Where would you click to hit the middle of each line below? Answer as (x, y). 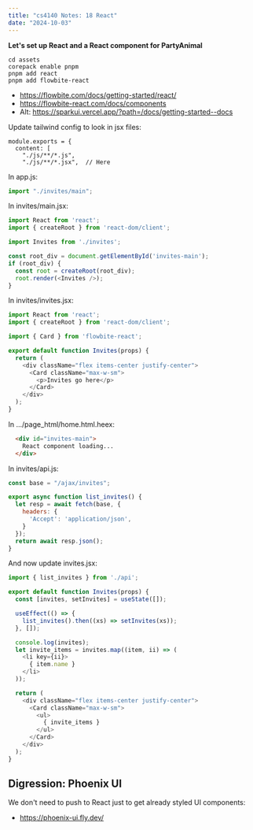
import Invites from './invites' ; (65, 242)
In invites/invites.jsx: (41, 301)
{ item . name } (52, 665)
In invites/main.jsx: (38, 206)
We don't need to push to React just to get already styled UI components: (127, 802)
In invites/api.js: (33, 469)
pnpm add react (33, 73)
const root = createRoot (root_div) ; (75, 271)
